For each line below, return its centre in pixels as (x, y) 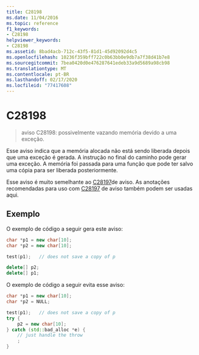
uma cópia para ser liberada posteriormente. (62, 170)
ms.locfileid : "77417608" (39, 86)
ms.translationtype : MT (37, 69)
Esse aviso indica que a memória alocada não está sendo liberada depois (98, 150)
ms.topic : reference (33, 23)
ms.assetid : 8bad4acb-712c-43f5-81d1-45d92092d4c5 (72, 52)
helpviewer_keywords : (34, 40)
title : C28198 (24, 12)
